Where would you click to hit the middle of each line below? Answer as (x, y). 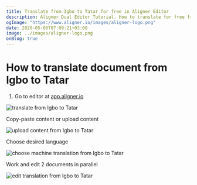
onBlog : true (22, 39)
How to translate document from (87, 68)
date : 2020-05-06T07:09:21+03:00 (47, 28)
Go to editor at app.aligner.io (49, 96)
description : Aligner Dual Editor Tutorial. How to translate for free (95, 17)
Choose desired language (37, 142)
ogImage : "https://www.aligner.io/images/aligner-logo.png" (81, 22)
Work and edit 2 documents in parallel (52, 164)
